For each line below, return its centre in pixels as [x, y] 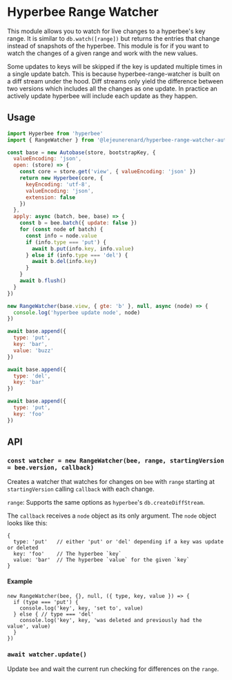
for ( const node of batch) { [61, 229]
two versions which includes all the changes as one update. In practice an [112, 88]
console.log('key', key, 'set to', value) [81, 608]
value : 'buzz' [33, 350]
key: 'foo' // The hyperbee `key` [68, 554]
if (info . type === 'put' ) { [66, 242]
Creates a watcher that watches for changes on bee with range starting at [111, 482]
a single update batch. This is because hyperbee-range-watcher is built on [114, 74]
